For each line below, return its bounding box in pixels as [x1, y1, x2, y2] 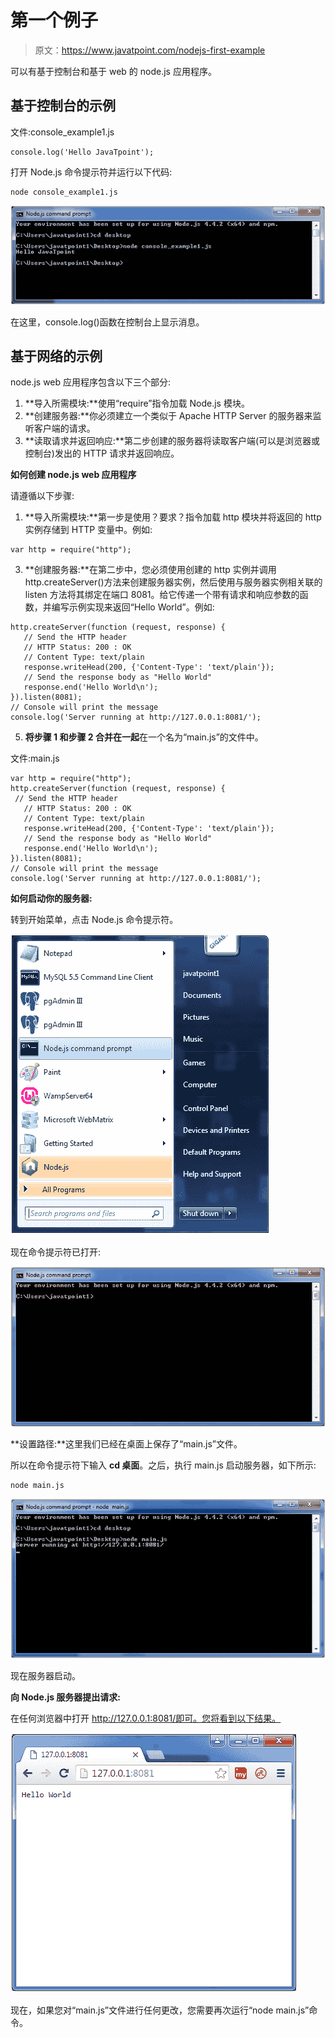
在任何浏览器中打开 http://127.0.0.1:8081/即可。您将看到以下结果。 [10, 1712, 282, 1724]
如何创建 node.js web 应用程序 [10, 469, 137, 481]
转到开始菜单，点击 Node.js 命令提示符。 [10, 914, 179, 926]
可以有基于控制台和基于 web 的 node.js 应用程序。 [10, 65, 217, 77]
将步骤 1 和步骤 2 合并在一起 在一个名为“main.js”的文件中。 [24, 731, 264, 743]
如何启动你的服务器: [10, 892, 93, 905]
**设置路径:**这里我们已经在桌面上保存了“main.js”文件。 [10, 1437, 243, 1450]
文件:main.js [10, 752, 60, 765]
